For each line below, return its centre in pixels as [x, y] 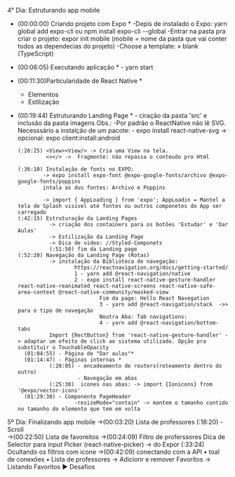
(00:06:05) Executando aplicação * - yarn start [85, 67]
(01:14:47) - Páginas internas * [73, 360]
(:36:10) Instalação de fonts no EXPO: [76, 169]
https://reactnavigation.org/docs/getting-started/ [151, 268]
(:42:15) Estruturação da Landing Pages [77, 218]
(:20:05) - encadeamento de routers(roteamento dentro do [135, 366]
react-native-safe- [187, 286]
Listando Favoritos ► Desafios [51, 467]
